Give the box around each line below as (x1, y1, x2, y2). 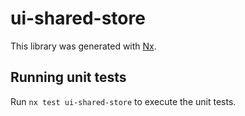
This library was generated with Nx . (10, 40, 157, 52)
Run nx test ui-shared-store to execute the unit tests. (10, 95, 237, 107)
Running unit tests (10, 69, 127, 86)
